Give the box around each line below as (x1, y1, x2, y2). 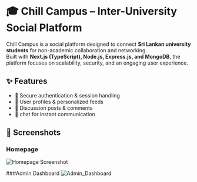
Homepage (6, 145, 38, 153)
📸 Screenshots (6, 127, 61, 138)
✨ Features (6, 76, 48, 86)
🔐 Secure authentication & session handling (14, 92, 121, 99)
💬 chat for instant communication (14, 110, 95, 117)
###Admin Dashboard (6, 170, 60, 177)
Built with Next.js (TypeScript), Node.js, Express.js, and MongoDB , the (6, 53, 181, 60)
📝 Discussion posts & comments (14, 104, 93, 112)
